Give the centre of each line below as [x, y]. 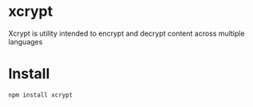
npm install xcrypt [41, 95]
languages [26, 41]
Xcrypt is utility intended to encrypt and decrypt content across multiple [126, 33]
